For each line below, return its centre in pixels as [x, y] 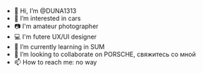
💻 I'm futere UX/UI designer [55, 36]
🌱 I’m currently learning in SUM [59, 47]
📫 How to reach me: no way [55, 62]
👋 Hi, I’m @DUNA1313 [45, 11]
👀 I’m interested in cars [47, 18]
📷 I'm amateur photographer [56, 26]
